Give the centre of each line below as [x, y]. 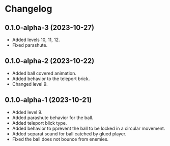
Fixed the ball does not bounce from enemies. [60, 139]
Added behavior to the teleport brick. [51, 79]
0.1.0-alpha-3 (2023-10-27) [50, 28]
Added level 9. [27, 112]
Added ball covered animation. [44, 73]
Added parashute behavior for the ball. [53, 118]
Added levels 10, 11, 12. [36, 40]
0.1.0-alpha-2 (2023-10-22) [50, 61]
